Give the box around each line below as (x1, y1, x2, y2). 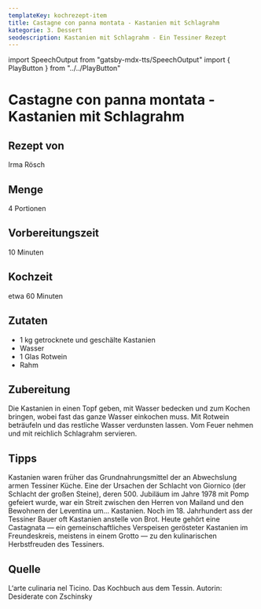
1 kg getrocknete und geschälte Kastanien (19, 335, 156, 344)
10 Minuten (8, 247, 44, 257)
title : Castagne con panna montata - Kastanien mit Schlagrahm (8, 19, 220, 27)
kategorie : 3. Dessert (8, 26, 83, 34)
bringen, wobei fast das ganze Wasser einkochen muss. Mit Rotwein (8, 412, 230, 421)
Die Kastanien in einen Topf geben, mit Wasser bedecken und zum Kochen (8, 403, 251, 414)
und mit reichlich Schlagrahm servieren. (8, 429, 138, 438)
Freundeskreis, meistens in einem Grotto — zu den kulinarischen (8, 531, 218, 540)
